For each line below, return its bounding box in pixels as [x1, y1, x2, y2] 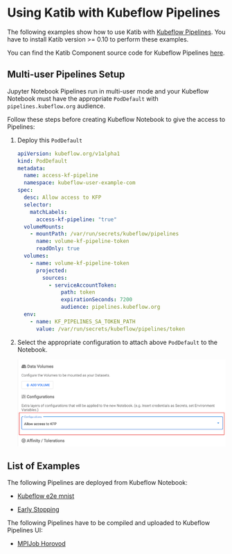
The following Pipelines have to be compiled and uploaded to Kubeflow [7, 519, 210, 527]
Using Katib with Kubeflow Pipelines [7, 5, 220, 21]
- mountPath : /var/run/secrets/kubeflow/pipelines [30, 231, 179, 238]
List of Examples [7, 460, 80, 472]
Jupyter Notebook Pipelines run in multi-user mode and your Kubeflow [7, 87, 209, 95]
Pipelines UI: [7, 526, 43, 535]
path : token [61, 289, 96, 296]
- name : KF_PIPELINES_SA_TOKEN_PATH [30, 318, 136, 325]
